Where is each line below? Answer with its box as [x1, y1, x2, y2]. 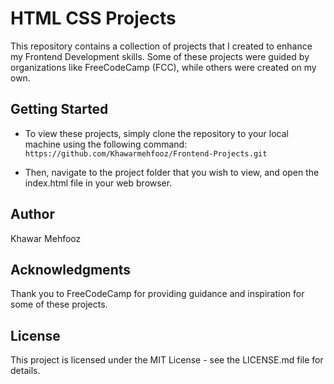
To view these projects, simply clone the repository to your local [24, 127, 289, 139]
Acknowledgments [10, 261, 132, 278]
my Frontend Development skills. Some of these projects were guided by [10, 50, 310, 62]
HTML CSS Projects [10, 7, 177, 30]
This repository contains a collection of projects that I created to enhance [10, 40, 313, 52]
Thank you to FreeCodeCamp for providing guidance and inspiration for [10, 288, 305, 300]
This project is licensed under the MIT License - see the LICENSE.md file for [10, 354, 324, 366]
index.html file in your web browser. [24, 177, 173, 189]
